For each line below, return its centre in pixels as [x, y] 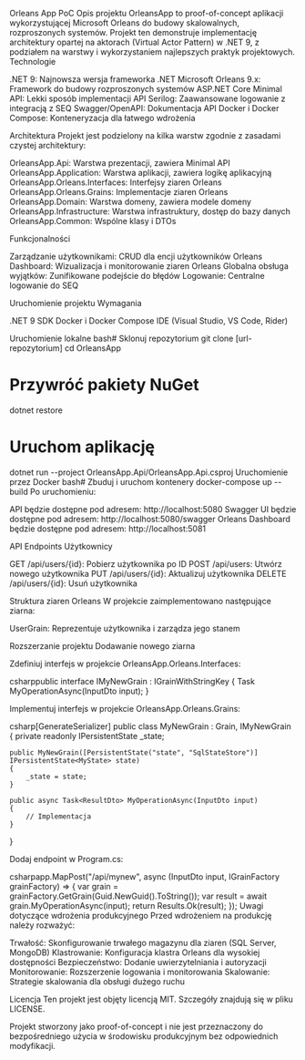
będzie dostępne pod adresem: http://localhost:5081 [108, 529]
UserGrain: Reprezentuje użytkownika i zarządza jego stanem [125, 628]
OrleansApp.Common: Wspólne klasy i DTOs [93, 221]
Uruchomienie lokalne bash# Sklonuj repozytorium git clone [122, 338]
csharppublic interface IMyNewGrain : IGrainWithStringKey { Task [132, 681]
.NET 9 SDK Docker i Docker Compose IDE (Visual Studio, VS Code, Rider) [149, 321]
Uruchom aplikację [82, 447]
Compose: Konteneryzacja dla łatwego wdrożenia [102, 118]
